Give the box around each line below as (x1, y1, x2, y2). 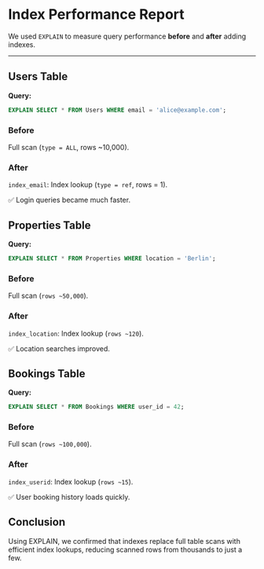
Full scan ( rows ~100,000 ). (8, 439, 92, 449)
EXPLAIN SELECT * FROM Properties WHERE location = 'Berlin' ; (8, 255, 216, 262)
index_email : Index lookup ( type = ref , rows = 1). (8, 180, 168, 189)
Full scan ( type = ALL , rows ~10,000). (8, 142, 130, 152)
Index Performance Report (8, 6, 185, 24)
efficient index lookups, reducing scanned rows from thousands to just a (8, 545, 243, 554)
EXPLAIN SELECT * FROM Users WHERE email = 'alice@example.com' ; (8, 106, 226, 114)
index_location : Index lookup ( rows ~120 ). (8, 329, 144, 338)
